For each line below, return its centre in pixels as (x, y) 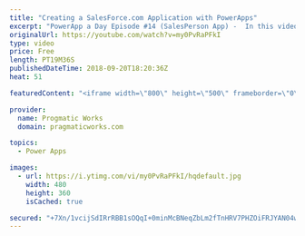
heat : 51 (26, 77)
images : (24, 168)
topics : (24, 143)
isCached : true (54, 202)
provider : (28, 110)
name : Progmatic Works (60, 118)
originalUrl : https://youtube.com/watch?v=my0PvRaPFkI (115, 34)
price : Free (32, 52)
